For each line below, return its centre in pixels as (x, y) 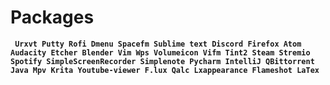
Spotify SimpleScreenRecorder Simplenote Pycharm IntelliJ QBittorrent (162, 61)
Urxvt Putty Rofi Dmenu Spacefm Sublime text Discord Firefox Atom (158, 44)
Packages (52, 17)
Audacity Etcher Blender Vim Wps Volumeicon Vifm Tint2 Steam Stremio (160, 52)
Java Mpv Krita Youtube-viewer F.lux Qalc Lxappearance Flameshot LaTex (165, 70)
